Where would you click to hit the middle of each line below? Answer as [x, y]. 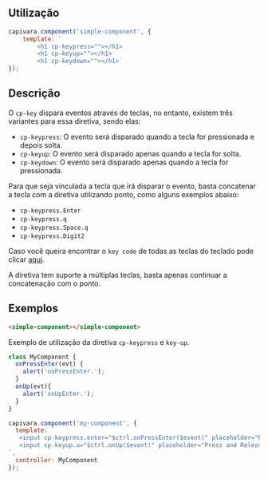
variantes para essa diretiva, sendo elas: [75, 121]
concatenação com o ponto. [55, 283]
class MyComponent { [43, 357]
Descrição [34, 94]
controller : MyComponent [57, 460]
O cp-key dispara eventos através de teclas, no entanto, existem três [120, 113]
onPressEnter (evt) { [49, 364]
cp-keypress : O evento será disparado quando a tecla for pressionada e [137, 137]
